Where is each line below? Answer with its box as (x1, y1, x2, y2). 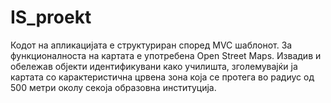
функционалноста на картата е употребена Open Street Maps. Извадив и (10, 49, 322, 61)
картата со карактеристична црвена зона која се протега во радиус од (10, 71, 315, 83)
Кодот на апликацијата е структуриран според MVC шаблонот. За (10, 39, 293, 51)
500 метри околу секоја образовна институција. (10, 81, 217, 93)
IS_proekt (10, 6, 92, 29)
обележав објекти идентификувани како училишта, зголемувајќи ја (10, 60, 298, 72)
